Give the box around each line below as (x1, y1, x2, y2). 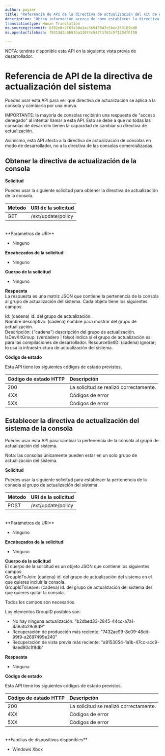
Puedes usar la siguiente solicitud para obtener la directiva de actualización (5, 187, 158, 193)
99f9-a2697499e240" (12, 634, 57, 640)
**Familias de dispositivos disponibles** (5, 736, 88, 743)
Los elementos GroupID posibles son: (5, 608, 81, 614)
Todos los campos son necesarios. (5, 599, 76, 605)
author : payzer (5, 7, 36, 12)
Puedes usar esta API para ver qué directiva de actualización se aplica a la (5, 97, 156, 103)
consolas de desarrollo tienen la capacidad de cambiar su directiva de (5, 122, 147, 128)
